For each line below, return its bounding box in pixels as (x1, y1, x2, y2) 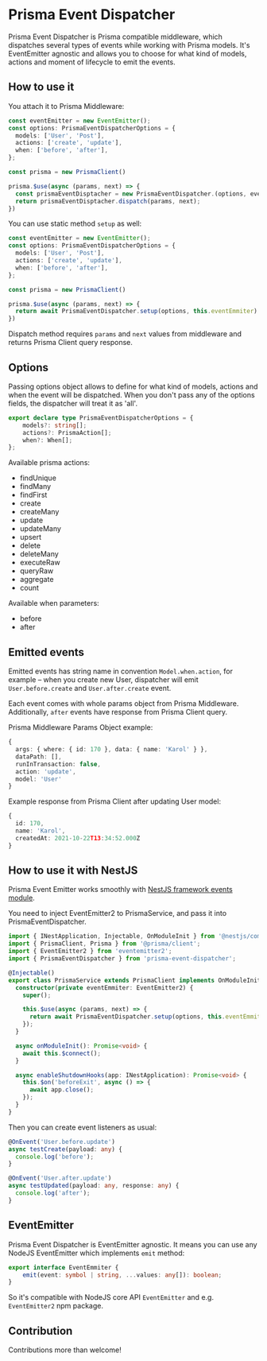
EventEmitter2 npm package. (8, 1301, 103, 1311)
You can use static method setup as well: (8, 219, 142, 228)
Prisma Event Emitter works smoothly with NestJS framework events (8, 885, 233, 894)
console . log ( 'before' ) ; (15, 1153, 94, 1161)
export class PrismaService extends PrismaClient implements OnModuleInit (8, 976, 261, 984)
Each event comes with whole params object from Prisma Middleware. (8, 699, 239, 708)
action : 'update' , (15, 767, 77, 776)
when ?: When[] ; (22, 436, 73, 444)
